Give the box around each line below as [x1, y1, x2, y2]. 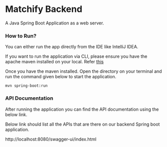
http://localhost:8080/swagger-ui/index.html [5, 136, 97, 142]
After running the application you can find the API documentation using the [5, 106, 159, 112]
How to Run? [5, 32, 36, 39]
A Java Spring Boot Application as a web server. [5, 20, 104, 26]
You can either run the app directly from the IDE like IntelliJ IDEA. [5, 44, 139, 50]
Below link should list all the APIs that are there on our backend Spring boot [5, 121, 160, 127]
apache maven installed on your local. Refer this [5, 59, 104, 65]
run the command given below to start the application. [5, 74, 116, 80]
